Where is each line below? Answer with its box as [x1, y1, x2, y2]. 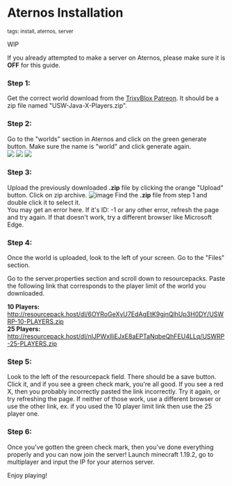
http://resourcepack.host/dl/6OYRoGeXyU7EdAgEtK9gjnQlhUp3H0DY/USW [7, 310, 224, 318]
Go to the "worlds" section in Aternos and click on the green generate [7, 134, 207, 143]
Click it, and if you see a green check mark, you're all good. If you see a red [7, 380, 224, 389]
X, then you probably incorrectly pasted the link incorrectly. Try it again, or [7, 387, 220, 396]
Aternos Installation [7, 5, 124, 21]
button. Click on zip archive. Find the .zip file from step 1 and [7, 191, 208, 199]
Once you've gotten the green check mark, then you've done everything [7, 443, 214, 451]
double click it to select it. [7, 198, 81, 206]
